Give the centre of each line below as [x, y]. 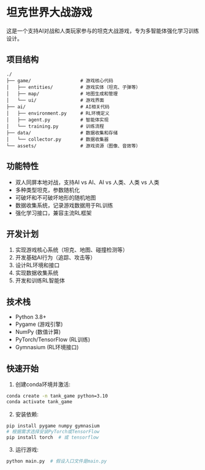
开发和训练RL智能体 [40, 280]
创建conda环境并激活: [43, 384]
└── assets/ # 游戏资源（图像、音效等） [73, 146]
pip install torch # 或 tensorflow [53, 437]
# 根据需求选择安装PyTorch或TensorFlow [53, 431]
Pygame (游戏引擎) [39, 324]
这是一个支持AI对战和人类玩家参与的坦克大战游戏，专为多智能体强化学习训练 [103, 31]
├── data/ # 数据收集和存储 [62, 133]
